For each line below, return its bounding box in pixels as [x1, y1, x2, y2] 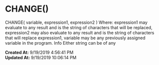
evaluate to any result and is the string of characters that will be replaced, [5, 24, 153, 30]
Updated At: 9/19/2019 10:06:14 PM [5, 54, 77, 60]
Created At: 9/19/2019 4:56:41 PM [5, 49, 74, 55]
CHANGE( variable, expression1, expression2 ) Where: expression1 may [5, 19, 148, 25]
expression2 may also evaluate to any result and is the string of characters [5, 30, 155, 35]
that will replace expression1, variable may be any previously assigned [5, 35, 146, 41]
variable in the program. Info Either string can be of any [5, 40, 116, 46]
